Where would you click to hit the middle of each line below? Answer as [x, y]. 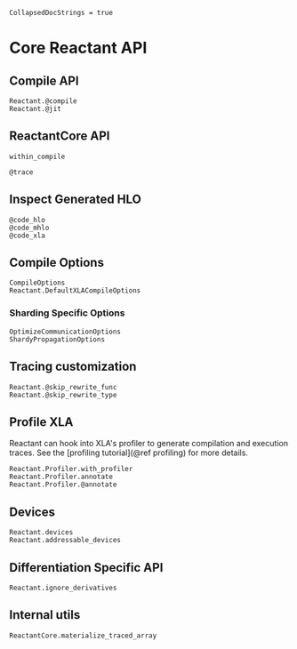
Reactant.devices [41, 533]
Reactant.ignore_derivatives [63, 588]
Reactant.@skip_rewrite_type [63, 395]
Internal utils [45, 615]
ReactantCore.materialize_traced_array [83, 636]
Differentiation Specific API [86, 568]
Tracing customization [73, 367]
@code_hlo [28, 220]
